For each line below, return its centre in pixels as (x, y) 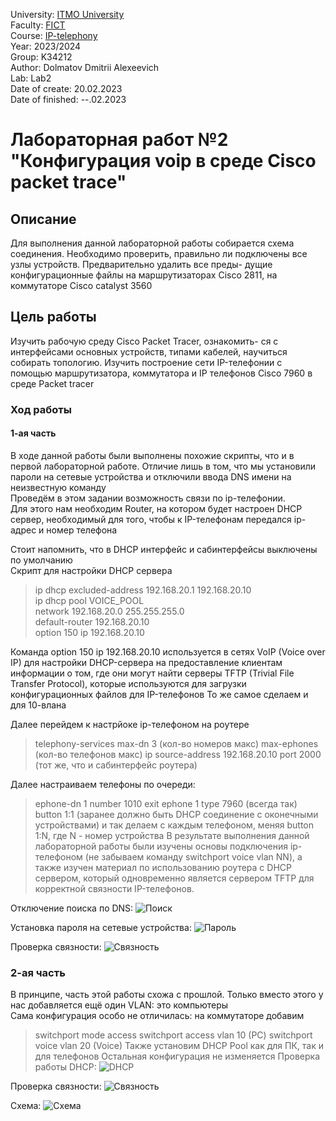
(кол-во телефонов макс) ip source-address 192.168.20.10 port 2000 (178, 754)
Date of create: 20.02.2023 (66, 88)
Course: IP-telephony (54, 35)
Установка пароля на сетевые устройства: (101, 927)
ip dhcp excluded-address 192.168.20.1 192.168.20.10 (143, 590)
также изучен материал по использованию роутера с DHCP (163, 867)
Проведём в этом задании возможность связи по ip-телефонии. (148, 498)
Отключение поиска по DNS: (72, 908)
